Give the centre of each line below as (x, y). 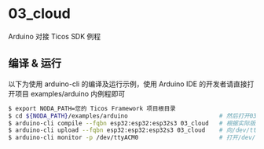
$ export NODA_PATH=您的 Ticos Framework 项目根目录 (92, 108)
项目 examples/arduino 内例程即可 (70, 93)
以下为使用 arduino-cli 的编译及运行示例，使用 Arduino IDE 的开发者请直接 (128, 84)
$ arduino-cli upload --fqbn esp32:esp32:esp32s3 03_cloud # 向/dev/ (129, 130)
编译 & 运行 (35, 64)
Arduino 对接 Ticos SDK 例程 (55, 36)
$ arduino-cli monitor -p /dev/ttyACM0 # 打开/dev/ (132, 138)
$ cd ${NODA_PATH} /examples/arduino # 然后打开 (129, 116)
